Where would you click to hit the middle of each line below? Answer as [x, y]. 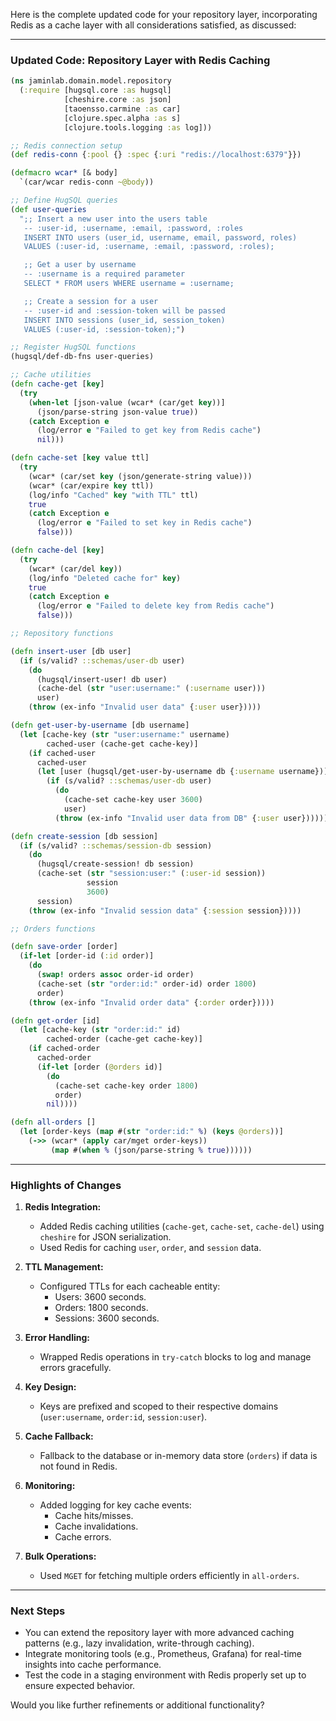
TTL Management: [64, 1267]
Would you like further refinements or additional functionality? [137, 1705]
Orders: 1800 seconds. [101, 1308]
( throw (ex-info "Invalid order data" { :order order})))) [151, 1002]
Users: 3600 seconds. [100, 1297]
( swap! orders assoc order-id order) [115, 975]
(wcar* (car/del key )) [75, 569]
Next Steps [38, 1611]
